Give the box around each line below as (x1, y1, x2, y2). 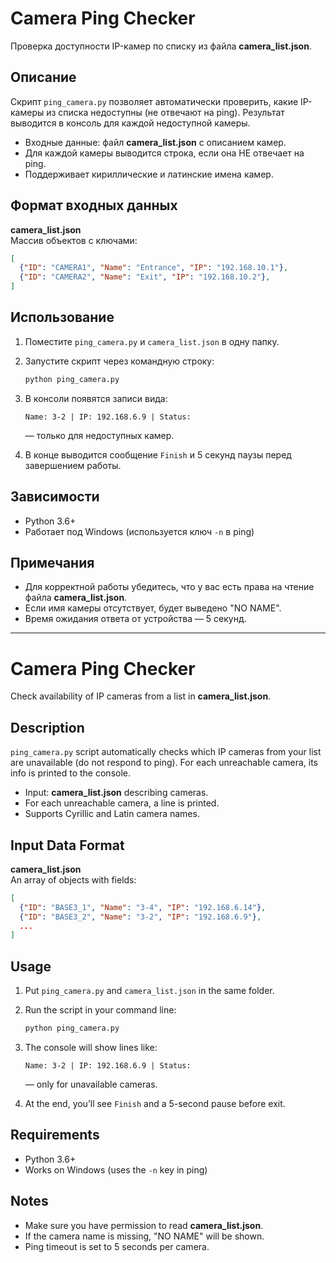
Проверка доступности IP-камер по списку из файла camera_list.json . (10, 40, 312, 52)
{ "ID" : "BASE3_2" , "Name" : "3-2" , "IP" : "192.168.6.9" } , (19, 912, 262, 922)
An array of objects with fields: (10, 873, 137, 886)
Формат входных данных (10, 197, 178, 214)
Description (10, 719, 85, 736)
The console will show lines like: (24, 1042, 158, 1053)
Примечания (10, 554, 95, 571)
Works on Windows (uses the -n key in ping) (24, 1163, 208, 1176)
